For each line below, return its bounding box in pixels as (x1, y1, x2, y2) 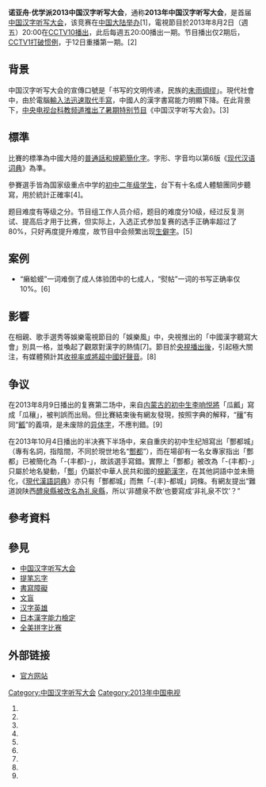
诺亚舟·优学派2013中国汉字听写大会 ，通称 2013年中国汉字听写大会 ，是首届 (8, 8, 252, 17)
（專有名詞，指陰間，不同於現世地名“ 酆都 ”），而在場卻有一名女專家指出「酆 (8, 447, 254, 457)
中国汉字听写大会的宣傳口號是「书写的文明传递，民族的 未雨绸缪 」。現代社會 (8, 85, 255, 94)
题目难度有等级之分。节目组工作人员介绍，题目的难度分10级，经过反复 (8, 206, 237, 216)
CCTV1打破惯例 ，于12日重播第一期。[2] (8, 37, 137, 47)
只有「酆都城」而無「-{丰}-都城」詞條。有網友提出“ (80, 476, 249, 486)
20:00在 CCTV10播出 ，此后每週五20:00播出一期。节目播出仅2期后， (21, 28, 245, 36)
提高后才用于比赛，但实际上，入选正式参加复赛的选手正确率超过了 (21, 216, 237, 226)
